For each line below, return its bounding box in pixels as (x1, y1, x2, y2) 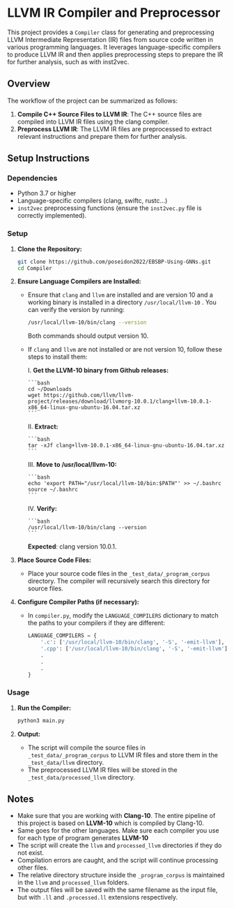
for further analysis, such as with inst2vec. (7, 57, 130, 66)
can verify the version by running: (27, 306, 125, 314)
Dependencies (7, 173, 58, 183)
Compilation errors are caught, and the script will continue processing (17, 856, 218, 865)
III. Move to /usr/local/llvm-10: (27, 461, 117, 469)
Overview (7, 78, 51, 90)
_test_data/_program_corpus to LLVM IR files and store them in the (27, 750, 218, 759)
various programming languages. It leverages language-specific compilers (7, 43, 221, 51)
